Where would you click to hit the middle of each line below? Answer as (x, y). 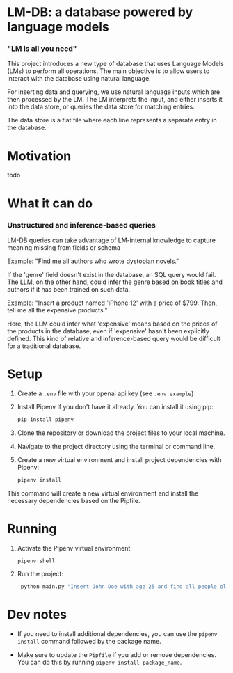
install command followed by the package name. (89, 642)
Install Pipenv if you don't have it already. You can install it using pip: (115, 406)
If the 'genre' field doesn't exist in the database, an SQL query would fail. (112, 274)
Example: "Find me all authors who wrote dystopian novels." (93, 261)
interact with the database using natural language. (79, 79)
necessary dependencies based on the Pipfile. (74, 500)
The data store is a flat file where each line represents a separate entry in (112, 120)
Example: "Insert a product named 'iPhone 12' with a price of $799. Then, (112, 303)
